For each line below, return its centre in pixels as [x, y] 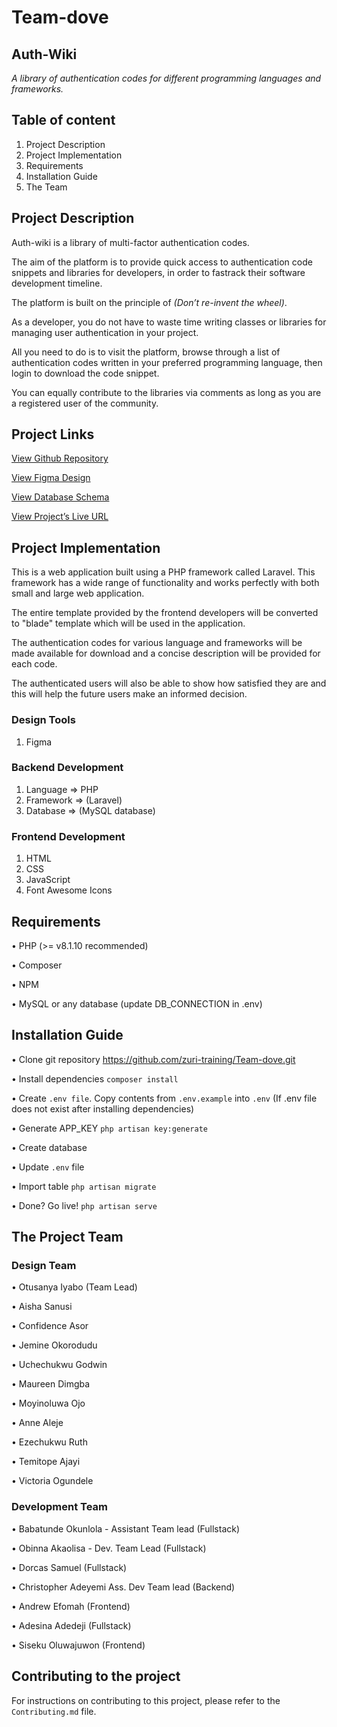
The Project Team [67, 1237]
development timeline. [57, 283]
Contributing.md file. [54, 1711]
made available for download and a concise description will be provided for [166, 653]
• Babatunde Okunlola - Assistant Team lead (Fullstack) [126, 1528]
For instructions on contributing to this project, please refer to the [146, 1700]
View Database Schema [60, 497]
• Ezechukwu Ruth [49, 1442]
